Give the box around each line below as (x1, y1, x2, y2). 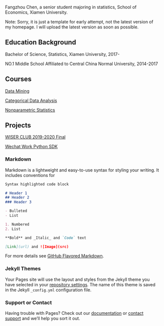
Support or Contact (5, 299, 52, 306)
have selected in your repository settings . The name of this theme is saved (5, 281, 156, 287)
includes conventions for (5, 172, 55, 178)
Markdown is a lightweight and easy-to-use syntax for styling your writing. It (5, 167, 159, 173)
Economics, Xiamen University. (5, 9, 68, 15)
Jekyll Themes (5, 265, 41, 272)
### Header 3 (5, 200, 32, 205)
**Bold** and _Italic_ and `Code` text (5, 235, 87, 240)
